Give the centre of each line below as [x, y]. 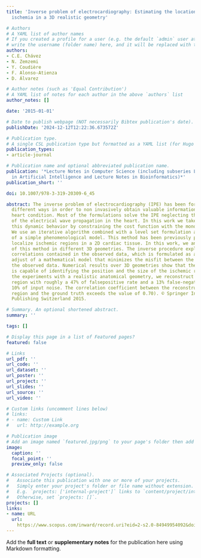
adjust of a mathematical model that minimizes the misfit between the [103, 260]
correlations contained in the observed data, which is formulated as [101, 254]
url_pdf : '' [21, 359]
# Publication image [32, 436]
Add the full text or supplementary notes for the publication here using [95, 542]
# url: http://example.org [42, 426]
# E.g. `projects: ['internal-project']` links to [73, 491]
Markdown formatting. [33, 548]
